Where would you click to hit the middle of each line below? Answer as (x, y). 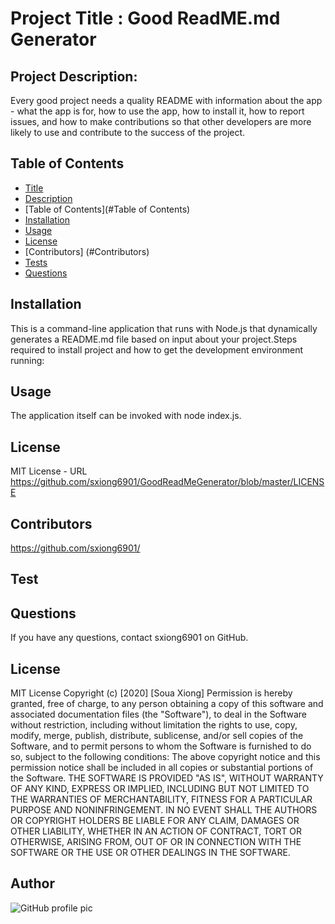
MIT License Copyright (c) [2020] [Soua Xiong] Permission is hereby (151, 693)
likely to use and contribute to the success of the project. (128, 132)
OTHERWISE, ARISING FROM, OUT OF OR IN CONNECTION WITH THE (156, 842)
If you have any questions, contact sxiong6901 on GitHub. (129, 638)
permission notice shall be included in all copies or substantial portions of (162, 768)
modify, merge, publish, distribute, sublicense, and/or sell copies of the (157, 736)
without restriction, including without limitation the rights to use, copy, (154, 725)
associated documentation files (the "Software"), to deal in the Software (159, 714)
